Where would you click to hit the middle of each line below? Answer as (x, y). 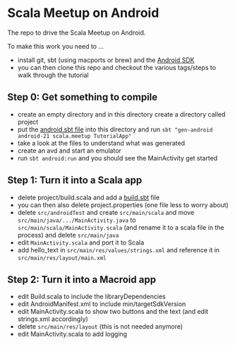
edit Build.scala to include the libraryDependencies (91, 297)
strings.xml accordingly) (53, 319)
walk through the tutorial (53, 75)
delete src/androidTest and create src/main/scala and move (106, 212)
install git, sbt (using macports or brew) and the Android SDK (106, 60)
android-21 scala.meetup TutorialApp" (74, 136)
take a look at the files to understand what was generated (101, 143)
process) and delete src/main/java (68, 235)
